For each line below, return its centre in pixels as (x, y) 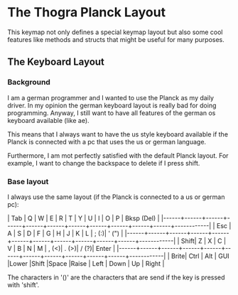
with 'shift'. (23, 284)
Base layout (28, 181)
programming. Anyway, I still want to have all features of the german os (112, 113)
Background (29, 82)
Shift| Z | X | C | (203, 241)
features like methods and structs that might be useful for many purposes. (116, 39)
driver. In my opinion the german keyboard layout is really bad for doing (112, 105)
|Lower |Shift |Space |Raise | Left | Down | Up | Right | (86, 263)
